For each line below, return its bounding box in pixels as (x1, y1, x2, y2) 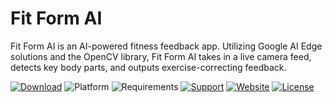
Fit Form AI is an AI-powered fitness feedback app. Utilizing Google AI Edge (10, 40, 323, 52)
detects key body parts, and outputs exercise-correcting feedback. (10, 61, 287, 73)
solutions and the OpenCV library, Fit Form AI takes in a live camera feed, (10, 50, 312, 62)
